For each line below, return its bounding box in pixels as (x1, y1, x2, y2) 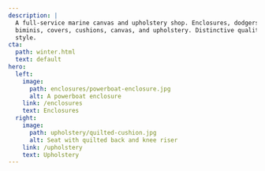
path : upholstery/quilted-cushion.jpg (28, 128, 157, 136)
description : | (8, 11, 58, 20)
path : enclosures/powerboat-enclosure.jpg (28, 84, 171, 93)
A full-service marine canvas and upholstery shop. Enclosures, (15, 19, 231, 27)
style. (15, 33, 37, 42)
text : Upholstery (22, 151, 80, 158)
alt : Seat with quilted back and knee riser (28, 136, 178, 144)
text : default (15, 56, 62, 64)
